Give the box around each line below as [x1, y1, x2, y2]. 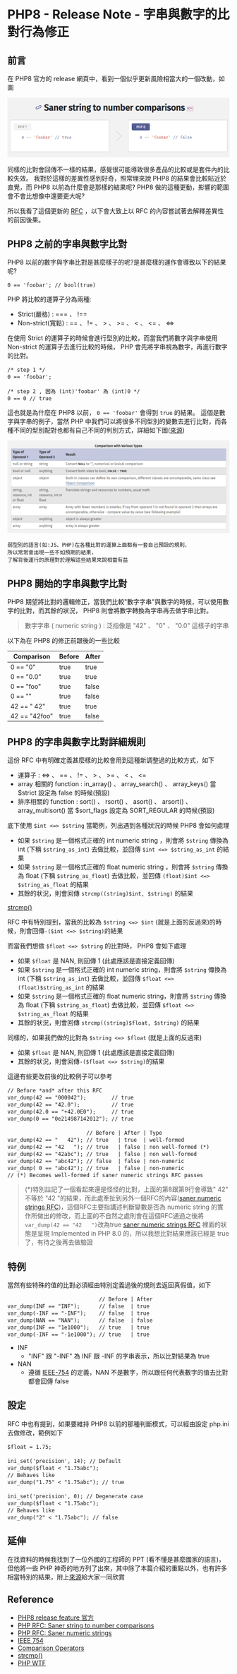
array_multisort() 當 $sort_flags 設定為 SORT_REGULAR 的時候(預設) [17, 806, 215, 815]
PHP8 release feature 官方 [17, 1613, 94, 1622]
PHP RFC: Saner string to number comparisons [17, 1621, 154, 1630]
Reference [7, 1594, 54, 1606]
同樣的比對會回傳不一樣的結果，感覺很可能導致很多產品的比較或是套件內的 [7, 165, 224, 174]
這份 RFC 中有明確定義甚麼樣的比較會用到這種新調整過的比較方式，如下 [7, 756, 215, 764]
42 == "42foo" [10, 711, 54, 720]
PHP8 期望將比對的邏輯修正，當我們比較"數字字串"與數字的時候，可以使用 [7, 597, 223, 606]
